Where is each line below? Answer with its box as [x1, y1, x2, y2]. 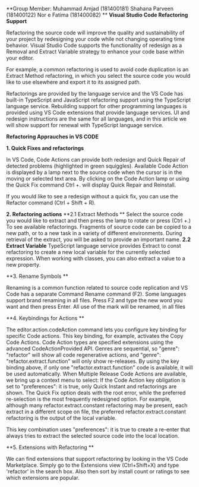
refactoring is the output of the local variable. [6, 415, 117, 421]
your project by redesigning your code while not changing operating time [6, 36, 185, 42]
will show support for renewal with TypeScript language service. [6, 122, 164, 128]
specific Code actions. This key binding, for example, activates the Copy [6, 333, 184, 339]
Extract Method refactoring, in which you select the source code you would [6, 72, 191, 79]
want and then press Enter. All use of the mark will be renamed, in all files [6, 303, 186, 310]
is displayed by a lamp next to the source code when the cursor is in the [6, 169, 182, 176]
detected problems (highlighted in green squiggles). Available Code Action [6, 163, 188, 169]
